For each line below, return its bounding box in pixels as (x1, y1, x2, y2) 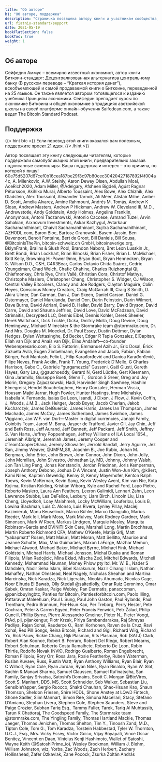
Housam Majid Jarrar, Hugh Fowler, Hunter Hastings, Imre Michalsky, (5, 390, 143, 396)
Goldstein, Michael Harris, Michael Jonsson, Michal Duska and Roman (5, 550, 145, 556)
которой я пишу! (5, 168, 39, 174)
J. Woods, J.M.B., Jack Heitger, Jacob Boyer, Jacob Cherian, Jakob (5, 400, 140, 406)
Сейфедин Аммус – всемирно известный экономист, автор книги (5, 69, 140, 75)
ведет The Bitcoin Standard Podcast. (5, 111, 79, 117)
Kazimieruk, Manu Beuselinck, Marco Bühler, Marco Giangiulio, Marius (5, 509, 145, 515)
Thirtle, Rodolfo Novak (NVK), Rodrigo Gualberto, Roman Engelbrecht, (5, 648, 145, 654)
